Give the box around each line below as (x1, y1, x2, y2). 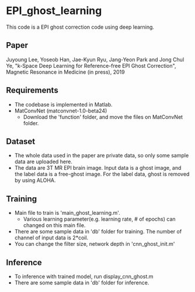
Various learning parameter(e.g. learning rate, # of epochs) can (23, 215, 176, 223)
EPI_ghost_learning (6, 4, 102, 18)
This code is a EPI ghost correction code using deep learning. (6, 23, 155, 30)
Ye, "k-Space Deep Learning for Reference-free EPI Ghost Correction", (6, 62, 176, 69)
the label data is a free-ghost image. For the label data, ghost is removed (14, 171, 190, 178)
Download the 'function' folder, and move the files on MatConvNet (23, 113, 183, 121)
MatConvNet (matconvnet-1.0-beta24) (14, 107, 107, 114)
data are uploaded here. (14, 158, 73, 165)
